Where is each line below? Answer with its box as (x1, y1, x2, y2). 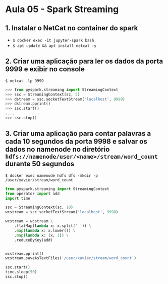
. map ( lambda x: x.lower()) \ (14, 228, 76, 233)
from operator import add (5, 191, 60, 196)
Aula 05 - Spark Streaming (5, 4, 119, 15)
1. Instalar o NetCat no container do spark (5, 24, 138, 32)
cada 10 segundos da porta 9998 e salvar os (5, 137, 147, 146)
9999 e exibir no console (5, 65, 85, 74)
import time (5, 196, 30, 201)
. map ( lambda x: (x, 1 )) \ (14, 232, 69, 238)
